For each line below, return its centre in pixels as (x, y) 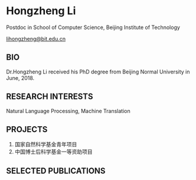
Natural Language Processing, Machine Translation (68, 111)
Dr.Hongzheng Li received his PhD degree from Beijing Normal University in (98, 72)
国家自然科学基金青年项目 (46, 144)
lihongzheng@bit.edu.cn (36, 38)
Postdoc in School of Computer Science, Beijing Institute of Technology (93, 27)
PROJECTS (27, 129)
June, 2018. (20, 78)
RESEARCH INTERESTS (50, 97)
